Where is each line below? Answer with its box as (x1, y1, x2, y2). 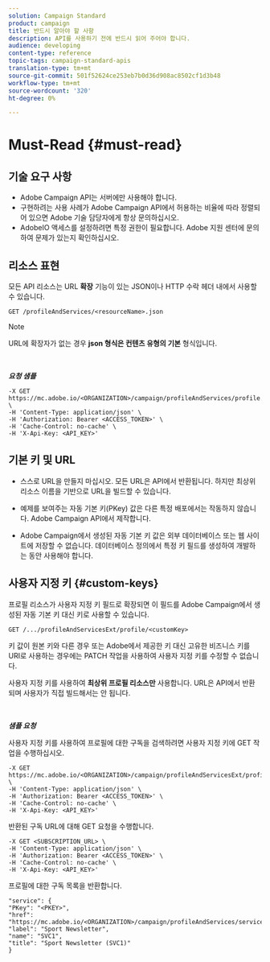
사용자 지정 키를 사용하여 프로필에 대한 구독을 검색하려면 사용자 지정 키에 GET (8, 737, 252, 747)
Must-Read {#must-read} (8, 136, 182, 154)
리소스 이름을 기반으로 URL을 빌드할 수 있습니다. (19, 486, 171, 496)
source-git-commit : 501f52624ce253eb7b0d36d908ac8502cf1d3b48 (8, 72, 221, 80)
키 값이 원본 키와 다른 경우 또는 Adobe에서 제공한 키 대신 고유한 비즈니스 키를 (8, 641, 251, 650)
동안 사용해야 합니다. (28, 551, 94, 560)
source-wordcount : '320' (8, 86, 92, 95)
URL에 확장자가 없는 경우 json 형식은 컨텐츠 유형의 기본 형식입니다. (8, 339, 218, 349)
